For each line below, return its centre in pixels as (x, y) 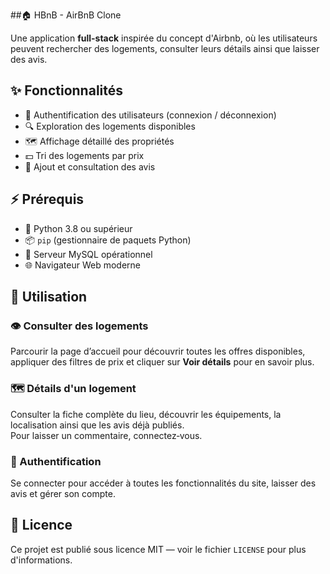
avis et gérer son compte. (63, 493)
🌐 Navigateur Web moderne (83, 265)
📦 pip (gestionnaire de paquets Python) (108, 240)
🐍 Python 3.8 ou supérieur (78, 228)
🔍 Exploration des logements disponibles (110, 126)
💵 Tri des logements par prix (84, 155)
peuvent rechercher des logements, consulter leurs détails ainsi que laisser (165, 48)
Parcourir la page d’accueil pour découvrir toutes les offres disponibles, (158, 351)
